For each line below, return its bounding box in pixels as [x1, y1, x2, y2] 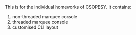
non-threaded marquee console [12, 14, 78, 19]
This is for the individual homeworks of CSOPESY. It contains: [5, 4, 132, 10]
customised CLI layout [12, 24, 58, 30]
